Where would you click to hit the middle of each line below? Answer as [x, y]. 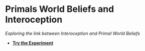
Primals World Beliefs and [60, 9]
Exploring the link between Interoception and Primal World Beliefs [73, 33]
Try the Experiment [33, 43]
